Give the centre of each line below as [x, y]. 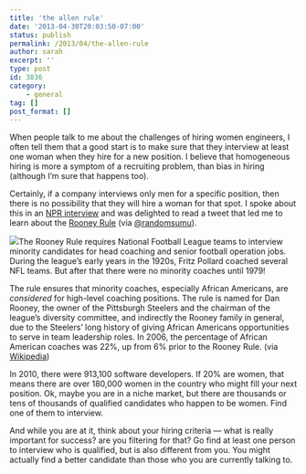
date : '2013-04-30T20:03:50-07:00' [77, 26]
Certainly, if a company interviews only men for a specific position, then [145, 194]
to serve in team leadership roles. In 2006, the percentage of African [138, 337]
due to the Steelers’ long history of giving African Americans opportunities [149, 327]
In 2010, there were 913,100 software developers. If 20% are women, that [147, 374]
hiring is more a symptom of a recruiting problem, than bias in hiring [137, 166]
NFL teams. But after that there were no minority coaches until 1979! [138, 271]
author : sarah [37, 52]
